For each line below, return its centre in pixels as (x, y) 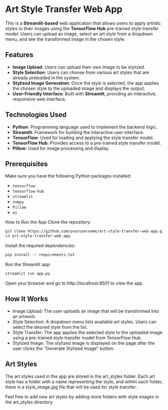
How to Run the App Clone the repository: (48, 222)
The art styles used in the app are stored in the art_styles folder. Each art (80, 376)
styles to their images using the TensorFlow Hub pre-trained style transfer (82, 28)
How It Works (27, 299)
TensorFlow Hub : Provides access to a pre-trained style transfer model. (87, 143)
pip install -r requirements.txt (40, 255)
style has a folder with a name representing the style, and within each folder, (84, 381)
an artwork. (24, 316)
